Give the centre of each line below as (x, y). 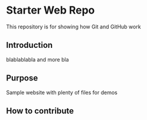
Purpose (22, 78)
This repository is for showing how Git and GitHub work (73, 27)
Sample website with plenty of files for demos (62, 92)
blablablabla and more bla (37, 59)
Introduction (30, 45)
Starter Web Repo (50, 10)
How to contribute (40, 111)
